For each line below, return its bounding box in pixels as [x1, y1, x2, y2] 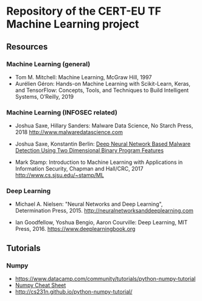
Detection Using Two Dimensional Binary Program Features [15, 147, 164, 154]
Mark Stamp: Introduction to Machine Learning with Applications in [15, 158, 183, 166]
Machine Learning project [6, 17, 139, 31]
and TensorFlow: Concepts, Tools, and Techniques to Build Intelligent [15, 87, 189, 94]
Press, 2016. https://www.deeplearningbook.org [15, 225, 136, 233]
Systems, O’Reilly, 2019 [15, 93, 74, 100]
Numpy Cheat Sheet [15, 282, 66, 289]
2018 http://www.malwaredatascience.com [15, 129, 124, 136]
